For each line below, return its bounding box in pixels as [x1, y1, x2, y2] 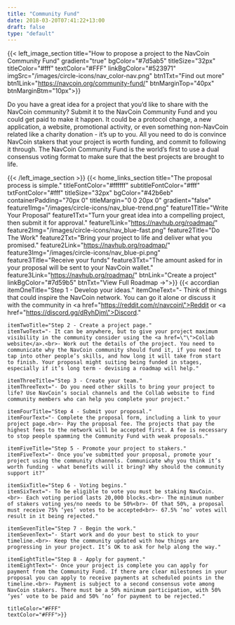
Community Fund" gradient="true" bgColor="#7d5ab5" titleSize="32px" [7, 57, 216, 65]
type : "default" [7, 30, 55, 37]
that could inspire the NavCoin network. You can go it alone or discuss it [7, 293, 216, 302]
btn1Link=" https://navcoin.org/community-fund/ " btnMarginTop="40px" [7, 79, 215, 88]
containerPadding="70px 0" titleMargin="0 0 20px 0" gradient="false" [7, 196, 212, 205]
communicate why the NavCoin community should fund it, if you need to [7, 346, 221, 354]
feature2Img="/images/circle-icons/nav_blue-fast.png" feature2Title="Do [7, 226, 220, 234]
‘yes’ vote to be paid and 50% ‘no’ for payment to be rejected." [7, 593, 206, 600]
